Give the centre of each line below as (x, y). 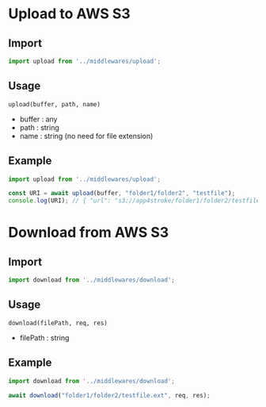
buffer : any (38, 119)
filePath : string (44, 337)
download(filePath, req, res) (58, 323)
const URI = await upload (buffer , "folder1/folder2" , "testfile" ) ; (122, 194)
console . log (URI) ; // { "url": (60, 201)
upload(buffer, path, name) (55, 104)
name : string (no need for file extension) (86, 136)
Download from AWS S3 (89, 233)
